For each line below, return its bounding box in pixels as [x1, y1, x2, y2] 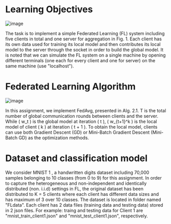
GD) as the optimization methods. [18, 134, 89, 141]
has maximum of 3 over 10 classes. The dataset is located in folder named [5, 196, 161, 203]
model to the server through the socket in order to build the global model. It [5, 46, 164, 53]
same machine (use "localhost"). [5, 63, 74, 69]
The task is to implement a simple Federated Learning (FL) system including [5, 30, 165, 36]
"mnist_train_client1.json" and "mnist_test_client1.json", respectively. [5, 213, 148, 219]
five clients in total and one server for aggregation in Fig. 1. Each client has [5, 36, 162, 42]
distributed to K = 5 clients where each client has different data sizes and [5, 191, 159, 197]
